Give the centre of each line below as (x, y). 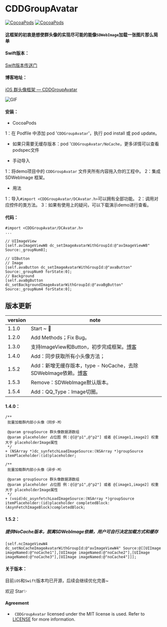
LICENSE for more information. (44, 620)
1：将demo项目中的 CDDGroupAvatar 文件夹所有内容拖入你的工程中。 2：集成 (83, 171)
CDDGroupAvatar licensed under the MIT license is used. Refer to (80, 614)
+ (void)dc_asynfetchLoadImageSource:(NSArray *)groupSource (70, 499)
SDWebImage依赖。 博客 (59, 373)
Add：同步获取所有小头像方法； (68, 356)
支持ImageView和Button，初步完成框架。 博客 (83, 347)
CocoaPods (24, 123)
